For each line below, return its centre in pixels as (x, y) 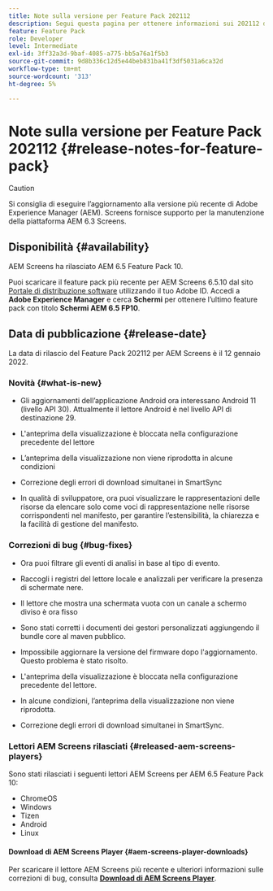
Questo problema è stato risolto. (74, 660)
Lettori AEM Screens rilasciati (68, 746)
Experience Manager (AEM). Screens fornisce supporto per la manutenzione (136, 213)
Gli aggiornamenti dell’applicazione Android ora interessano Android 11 (138, 401)
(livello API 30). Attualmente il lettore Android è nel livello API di (126, 409)
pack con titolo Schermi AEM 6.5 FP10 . (74, 308)
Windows (36, 806)
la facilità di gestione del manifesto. (80, 524)
